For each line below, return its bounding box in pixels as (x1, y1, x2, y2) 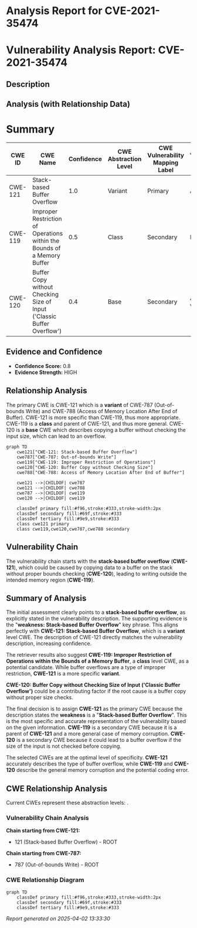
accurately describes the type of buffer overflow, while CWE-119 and (6, 760, 173, 767)
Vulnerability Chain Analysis (6, 814, 89, 822)
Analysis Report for (6, 4, 103, 18)
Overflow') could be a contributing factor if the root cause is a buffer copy (6, 688, 186, 695)
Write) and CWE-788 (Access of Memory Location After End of (25, 407, 178, 414)
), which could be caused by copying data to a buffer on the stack (13, 563, 173, 571)
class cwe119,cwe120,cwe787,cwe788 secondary (16, 526, 130, 532)
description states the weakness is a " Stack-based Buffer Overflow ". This (6, 711, 187, 718)
